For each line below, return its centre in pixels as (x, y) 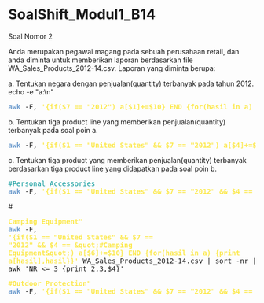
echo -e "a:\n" (31, 91)
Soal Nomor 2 (31, 36)
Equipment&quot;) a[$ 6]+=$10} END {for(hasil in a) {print (125, 253)
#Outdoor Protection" (50, 283)
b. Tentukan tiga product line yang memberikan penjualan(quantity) (117, 122)
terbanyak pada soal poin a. (53, 130)
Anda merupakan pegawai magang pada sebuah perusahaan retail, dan (124, 51)
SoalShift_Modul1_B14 (82, 15)
